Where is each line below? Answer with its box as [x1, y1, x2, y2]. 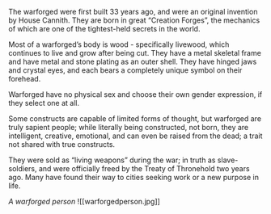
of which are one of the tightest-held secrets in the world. [8, 24, 201, 33]
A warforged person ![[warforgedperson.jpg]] [8, 197, 160, 206]
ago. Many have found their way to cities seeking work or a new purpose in [8, 173, 259, 182]
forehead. [8, 74, 41, 83]
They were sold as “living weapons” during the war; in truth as [8, 155, 216, 165]
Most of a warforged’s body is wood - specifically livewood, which [8, 40, 230, 49]
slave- [217, 155, 239, 165]
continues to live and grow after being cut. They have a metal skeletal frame [8, 48, 261, 57]
